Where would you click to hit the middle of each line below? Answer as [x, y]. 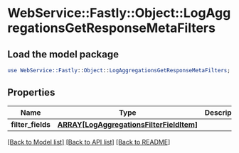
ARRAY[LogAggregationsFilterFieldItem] [127, 124]
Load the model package [63, 54]
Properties [31, 92]
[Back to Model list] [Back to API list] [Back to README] [89, 142]
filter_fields [31, 124]
